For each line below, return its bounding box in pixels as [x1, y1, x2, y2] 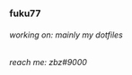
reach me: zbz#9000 [9, 57, 88, 68]
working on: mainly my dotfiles [9, 29, 123, 40]
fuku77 [9, 7, 41, 20]
